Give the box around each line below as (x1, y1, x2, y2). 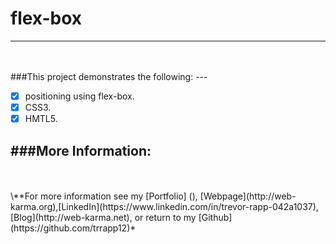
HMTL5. (24, 113, 58, 125)
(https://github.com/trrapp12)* (10, 222, 137, 234)
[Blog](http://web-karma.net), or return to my (10, 211, 197, 223)
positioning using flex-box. (24, 90, 135, 102)
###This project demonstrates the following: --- (10, 70, 208, 82)
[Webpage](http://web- (199, 190, 297, 202)
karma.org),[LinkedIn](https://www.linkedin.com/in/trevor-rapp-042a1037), (10, 200, 319, 212)
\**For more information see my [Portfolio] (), (10, 190, 198, 202)
